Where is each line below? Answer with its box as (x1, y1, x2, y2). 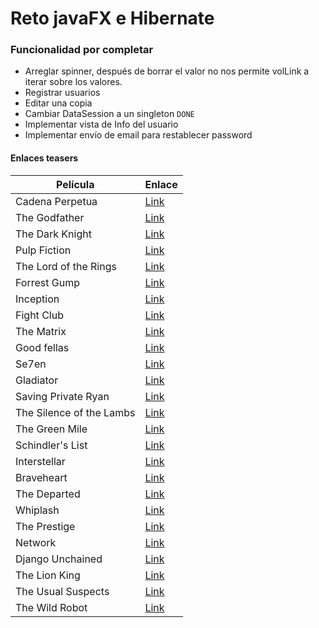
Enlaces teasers (10, 152, 79, 164)
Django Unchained (15, 552, 103, 566)
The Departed (15, 487, 81, 501)
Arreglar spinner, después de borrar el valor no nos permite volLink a (24, 65, 310, 77)
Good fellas (15, 340, 70, 354)
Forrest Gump (15, 275, 80, 289)
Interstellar (15, 454, 66, 468)
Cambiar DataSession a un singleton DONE (24, 108, 195, 120)
